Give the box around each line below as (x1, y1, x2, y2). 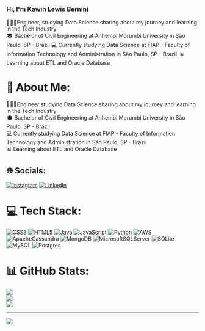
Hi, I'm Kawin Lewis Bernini (6, 5, 88, 13)
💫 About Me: (6, 81, 71, 95)
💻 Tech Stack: (6, 204, 82, 218)
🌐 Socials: (6, 166, 46, 176)
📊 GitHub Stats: (6, 264, 90, 278)
